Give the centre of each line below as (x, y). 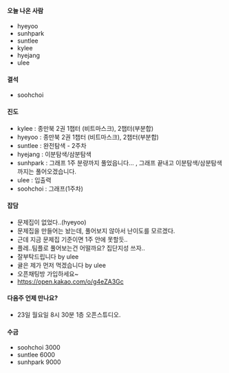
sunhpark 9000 (39, 362)
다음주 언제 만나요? (33, 298)
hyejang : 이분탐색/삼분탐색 (54, 154)
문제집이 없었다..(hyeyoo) (52, 222)
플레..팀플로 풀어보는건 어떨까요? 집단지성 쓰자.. (81, 248)
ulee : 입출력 (34, 180)
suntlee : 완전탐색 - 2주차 (52, 145)
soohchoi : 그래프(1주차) (50, 189)
